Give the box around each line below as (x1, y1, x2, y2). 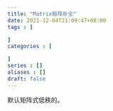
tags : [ (7, 23, 33, 30)
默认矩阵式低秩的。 (7, 95, 64, 104)
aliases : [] (7, 69, 46, 76)
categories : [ (7, 43, 53, 50)
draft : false (7, 75, 46, 82)
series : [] (7, 62, 43, 69)
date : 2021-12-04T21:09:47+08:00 (7, 17, 107, 24)
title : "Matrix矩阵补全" (7, 10, 77, 18)
